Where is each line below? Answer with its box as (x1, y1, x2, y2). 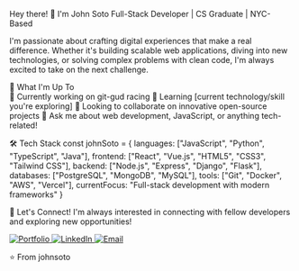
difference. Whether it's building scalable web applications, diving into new (9, 45, 288, 56)
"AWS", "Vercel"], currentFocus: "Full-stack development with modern (9, 180, 270, 190)
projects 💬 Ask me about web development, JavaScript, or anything (9, 111, 259, 121)
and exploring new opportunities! (9, 216, 132, 227)
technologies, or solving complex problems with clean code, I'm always (9, 55, 275, 65)
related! (9, 120, 38, 131)
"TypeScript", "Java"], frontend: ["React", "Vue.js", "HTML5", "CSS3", (9, 151, 267, 161)
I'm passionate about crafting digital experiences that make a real (9, 36, 252, 46)
